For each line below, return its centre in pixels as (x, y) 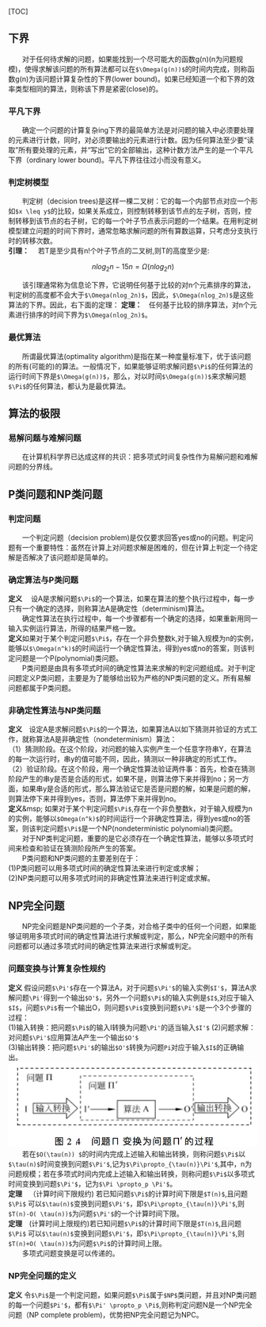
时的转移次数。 (32, 241)
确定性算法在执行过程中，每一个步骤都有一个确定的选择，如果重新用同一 (140, 619)
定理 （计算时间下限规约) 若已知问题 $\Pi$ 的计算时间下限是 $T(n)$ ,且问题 (128, 1194)
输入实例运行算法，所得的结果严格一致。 (74, 629)
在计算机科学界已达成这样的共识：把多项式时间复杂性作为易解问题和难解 (140, 457)
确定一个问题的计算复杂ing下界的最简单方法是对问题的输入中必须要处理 (139, 130)
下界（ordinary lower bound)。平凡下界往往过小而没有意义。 (107, 160)
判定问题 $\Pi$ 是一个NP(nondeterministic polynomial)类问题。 (136, 828)
